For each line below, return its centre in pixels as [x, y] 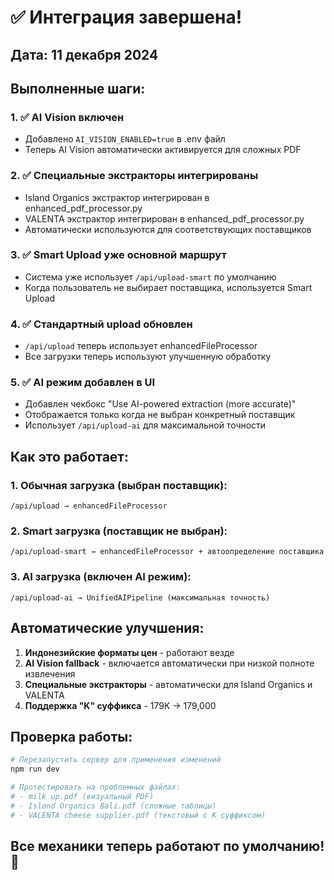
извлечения [50, 673]
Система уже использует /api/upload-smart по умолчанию [150, 277]
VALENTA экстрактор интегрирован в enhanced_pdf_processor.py [164, 218]
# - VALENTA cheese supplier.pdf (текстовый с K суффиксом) [138, 815]
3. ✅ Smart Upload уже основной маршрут [118, 255]
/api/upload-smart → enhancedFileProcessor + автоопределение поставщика [167, 552]
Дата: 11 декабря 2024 [84, 54]
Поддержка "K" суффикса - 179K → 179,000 [120, 705]
